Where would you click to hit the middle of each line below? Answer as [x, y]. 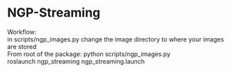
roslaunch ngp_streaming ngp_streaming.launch [76, 61]
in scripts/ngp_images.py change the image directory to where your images [115, 39]
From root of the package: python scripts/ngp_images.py [89, 54]
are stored [22, 46]
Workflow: [22, 32]
